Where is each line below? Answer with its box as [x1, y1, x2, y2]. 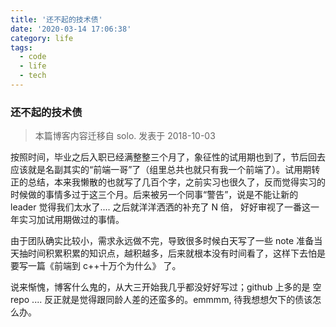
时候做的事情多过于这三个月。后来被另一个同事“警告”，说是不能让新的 [10, 189, 299, 201]
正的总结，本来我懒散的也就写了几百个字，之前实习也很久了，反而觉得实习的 [10, 176, 326, 188]
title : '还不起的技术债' [10, 14, 103, 25]
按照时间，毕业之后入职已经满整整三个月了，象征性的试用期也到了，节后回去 [10, 151, 326, 163]
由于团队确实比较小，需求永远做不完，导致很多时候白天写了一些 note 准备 [10, 235, 315, 247]
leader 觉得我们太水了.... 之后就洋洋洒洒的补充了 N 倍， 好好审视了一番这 [10, 201, 311, 213]
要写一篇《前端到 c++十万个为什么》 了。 [10, 260, 182, 272]
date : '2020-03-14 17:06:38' [10, 24, 132, 34]
